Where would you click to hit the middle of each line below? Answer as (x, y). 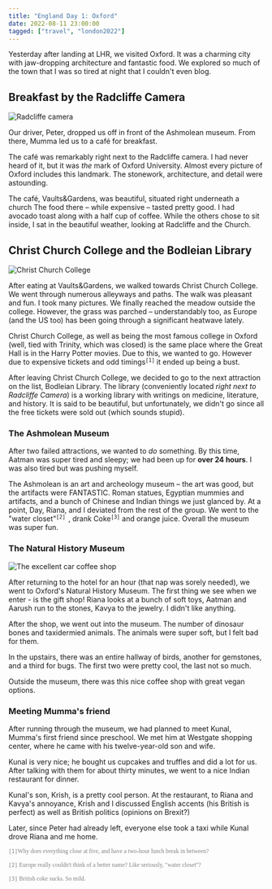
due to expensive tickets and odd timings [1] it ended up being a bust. (124, 362)
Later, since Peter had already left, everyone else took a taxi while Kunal (129, 828)
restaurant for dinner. (44, 779)
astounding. (28, 183)
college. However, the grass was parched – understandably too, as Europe (133, 311)
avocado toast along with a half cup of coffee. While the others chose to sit (134, 216)
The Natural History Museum (67, 549)
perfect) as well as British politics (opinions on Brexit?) (99, 812)
